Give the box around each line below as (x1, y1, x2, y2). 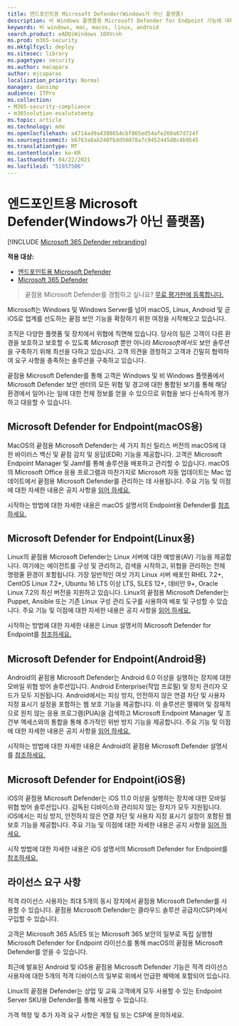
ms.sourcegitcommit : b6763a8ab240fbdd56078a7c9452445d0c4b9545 (7, 136, 199, 143)
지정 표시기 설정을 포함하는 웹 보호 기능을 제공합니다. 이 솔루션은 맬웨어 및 (7, 700, 212, 709)
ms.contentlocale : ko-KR (7, 150, 81, 157)
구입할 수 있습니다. (7, 914, 59, 923)
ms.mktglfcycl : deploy (7, 43, 75, 51)
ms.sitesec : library (7, 51, 69, 58)
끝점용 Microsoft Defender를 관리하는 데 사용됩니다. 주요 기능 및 (38, 477, 218, 485)
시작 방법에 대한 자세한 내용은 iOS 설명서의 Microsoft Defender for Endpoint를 (7, 844, 228, 853)
